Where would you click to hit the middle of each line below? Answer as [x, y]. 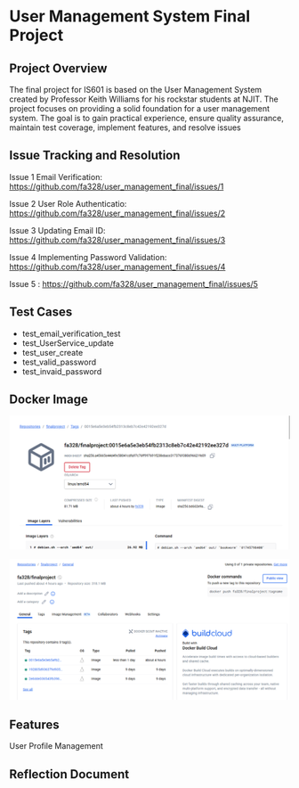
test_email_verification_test [71, 333]
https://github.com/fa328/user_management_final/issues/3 [117, 240]
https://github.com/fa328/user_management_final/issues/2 [117, 213]
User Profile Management [57, 746]
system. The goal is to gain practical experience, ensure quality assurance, [147, 118]
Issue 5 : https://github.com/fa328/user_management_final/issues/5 [133, 283]
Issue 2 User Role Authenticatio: [68, 203]
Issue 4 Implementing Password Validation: [88, 257]
